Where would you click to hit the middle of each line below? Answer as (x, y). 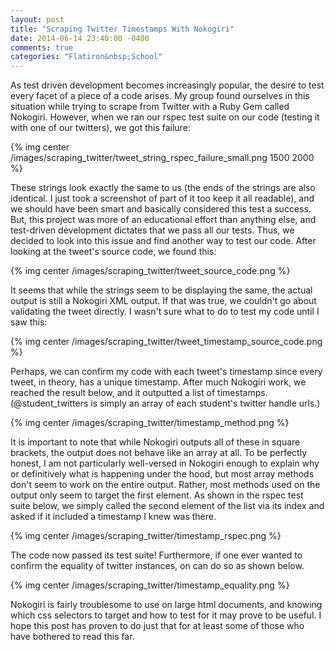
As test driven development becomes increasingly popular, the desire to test (167, 85)
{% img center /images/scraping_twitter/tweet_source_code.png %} (150, 271)
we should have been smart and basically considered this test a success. (161, 209)
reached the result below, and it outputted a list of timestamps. (139, 393)
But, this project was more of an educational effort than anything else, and (163, 220)
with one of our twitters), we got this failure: (100, 128)
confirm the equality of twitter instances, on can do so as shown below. (157, 566)
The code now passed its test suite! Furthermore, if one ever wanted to (156, 555)
